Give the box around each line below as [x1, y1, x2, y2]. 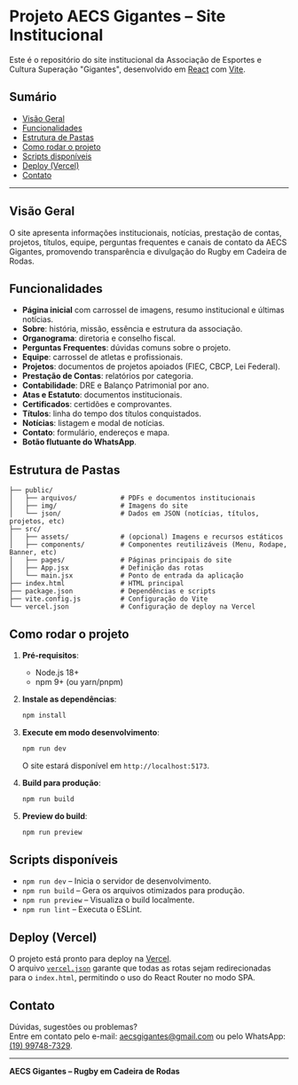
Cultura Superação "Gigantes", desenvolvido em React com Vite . [9, 64, 247, 75]
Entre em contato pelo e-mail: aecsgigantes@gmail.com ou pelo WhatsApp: [9, 1031, 286, 1042]
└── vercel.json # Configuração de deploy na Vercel [9, 602, 255, 611]
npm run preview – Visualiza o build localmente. [21, 894, 195, 906]
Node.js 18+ [35, 667, 80, 678]
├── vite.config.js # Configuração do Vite [9, 594, 208, 604]
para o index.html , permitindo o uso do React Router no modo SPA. [9, 972, 255, 983]
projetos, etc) [9, 517, 66, 526]
